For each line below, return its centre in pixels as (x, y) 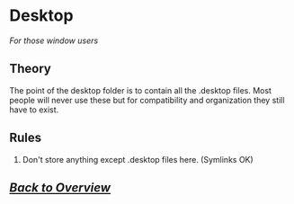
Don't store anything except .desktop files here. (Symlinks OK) (138, 159)
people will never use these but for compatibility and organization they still (147, 100)
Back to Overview (60, 187)
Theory (31, 69)
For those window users (54, 40)
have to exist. (34, 110)
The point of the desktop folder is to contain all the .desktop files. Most (141, 90)
